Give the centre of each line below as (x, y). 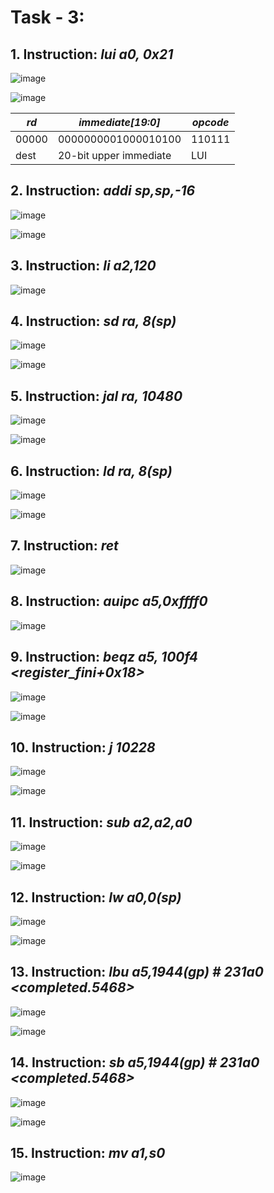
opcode (210, 122)
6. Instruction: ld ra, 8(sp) (91, 471)
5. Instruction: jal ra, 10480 (96, 396)
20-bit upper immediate (114, 155)
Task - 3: (47, 17)
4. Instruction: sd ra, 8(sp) (93, 321)
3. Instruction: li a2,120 (83, 266)
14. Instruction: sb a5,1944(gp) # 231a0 (135, 1062)
